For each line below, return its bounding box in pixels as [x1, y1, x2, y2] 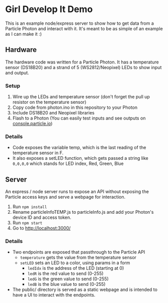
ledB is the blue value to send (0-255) [27, 281, 106, 287]
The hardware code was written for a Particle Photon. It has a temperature [5, 59, 159, 65]
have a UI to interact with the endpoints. [12, 292, 96, 298]
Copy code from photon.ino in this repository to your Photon [12, 104, 138, 110]
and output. [5, 70, 29, 76]
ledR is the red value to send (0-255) [27, 271, 104, 277]
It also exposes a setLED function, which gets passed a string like [12, 155, 148, 161]
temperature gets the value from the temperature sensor [20, 255, 137, 261]
